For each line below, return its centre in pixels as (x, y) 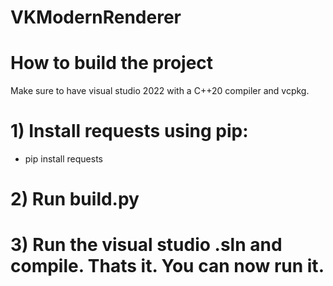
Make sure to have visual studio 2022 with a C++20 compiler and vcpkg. (160, 91)
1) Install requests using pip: (129, 131)
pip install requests (63, 159)
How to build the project (112, 63)
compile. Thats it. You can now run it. (167, 266)
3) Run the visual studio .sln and (146, 245)
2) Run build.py (75, 199)
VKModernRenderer (96, 17)
